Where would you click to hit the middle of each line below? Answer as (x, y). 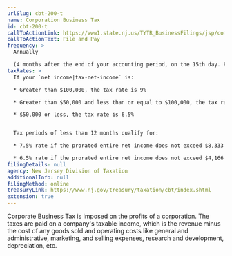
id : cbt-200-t (28, 26)
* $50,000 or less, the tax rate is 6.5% (74, 115)
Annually (26, 52)
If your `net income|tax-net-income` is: (74, 77)
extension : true (30, 197)
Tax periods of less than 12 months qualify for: (86, 133)
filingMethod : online (38, 184)
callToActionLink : (33, 33)
